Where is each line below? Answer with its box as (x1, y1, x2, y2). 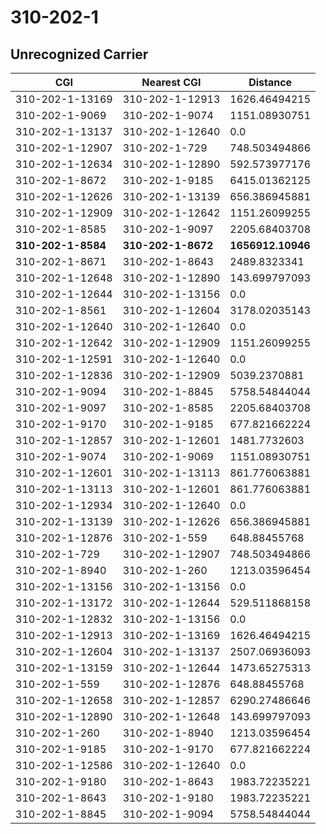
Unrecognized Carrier (10, 46, 149, 63)
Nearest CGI (141, 76, 202, 89)
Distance (248, 76, 293, 89)
